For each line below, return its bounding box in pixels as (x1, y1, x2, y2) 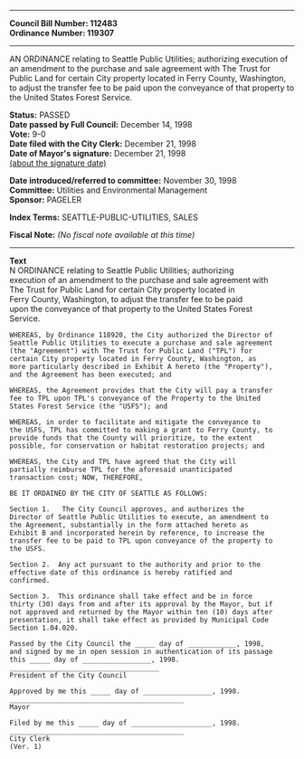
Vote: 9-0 (9, 128, 47, 139)
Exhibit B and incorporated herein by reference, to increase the (9, 528, 265, 537)
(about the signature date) (9, 157, 107, 168)
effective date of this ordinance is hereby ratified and (9, 568, 233, 577)
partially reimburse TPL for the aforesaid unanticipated (9, 465, 233, 474)
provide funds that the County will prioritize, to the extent (9, 433, 253, 442)
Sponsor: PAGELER (9, 194, 82, 204)
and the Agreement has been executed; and (9, 370, 172, 379)
